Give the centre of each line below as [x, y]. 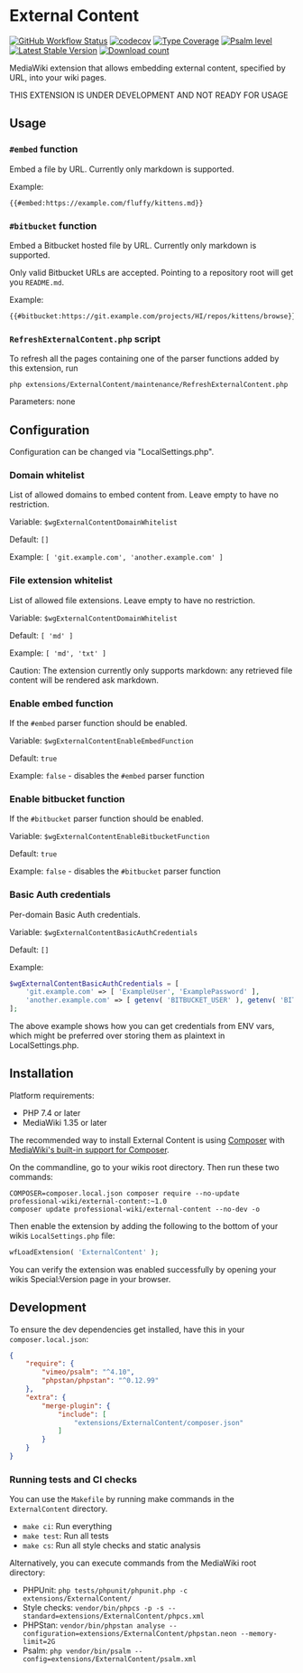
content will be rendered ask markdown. [84, 680]
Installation [41, 1074]
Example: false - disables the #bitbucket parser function [115, 871]
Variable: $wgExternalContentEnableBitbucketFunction [110, 836]
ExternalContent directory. [59, 1509]
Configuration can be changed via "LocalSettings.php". [112, 452]
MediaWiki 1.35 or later [64, 1122]
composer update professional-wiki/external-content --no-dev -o [134, 1209]
